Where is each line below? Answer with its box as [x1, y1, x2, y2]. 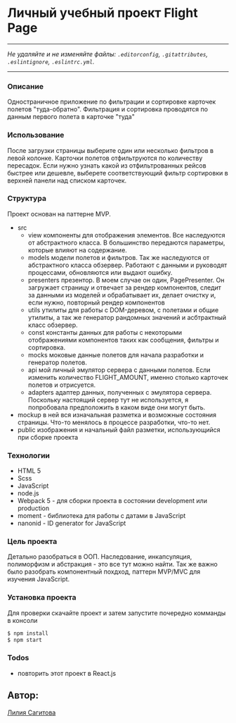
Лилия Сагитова [7, 708, 56, 717]
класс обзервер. [27, 321, 79, 329]
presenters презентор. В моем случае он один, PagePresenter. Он [27, 276, 225, 284]
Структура [7, 194, 47, 204]
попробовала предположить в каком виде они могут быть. [27, 403, 206, 412]
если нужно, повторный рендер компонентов [27, 298, 165, 307]
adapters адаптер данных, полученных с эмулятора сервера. [27, 388, 212, 396]
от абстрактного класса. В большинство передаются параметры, [27, 238, 225, 247]
